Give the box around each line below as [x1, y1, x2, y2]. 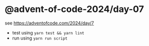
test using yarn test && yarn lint [12, 29, 84, 35]
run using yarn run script [12, 35, 68, 41]
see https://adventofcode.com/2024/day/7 [5, 20, 95, 26]
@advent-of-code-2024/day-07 [5, 3, 144, 15]
